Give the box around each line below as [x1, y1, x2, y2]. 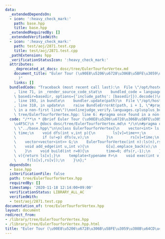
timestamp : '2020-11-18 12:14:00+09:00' [9, 185, 93, 190]
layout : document [5, 208, 41, 213]
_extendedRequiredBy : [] [9, 30, 60, 35]
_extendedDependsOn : [9, 12, 52, 17]
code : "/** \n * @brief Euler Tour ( [9, 116, 84, 122]
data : [5, 7, 16, 12]
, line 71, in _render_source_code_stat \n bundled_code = [14, 89, 141, 94]
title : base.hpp [14, 26, 48, 30]
